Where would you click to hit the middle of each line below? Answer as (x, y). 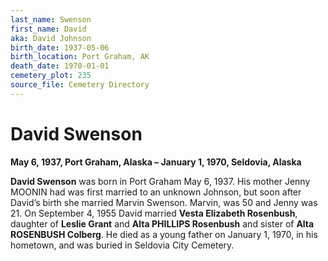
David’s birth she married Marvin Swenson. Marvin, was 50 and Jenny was (164, 202)
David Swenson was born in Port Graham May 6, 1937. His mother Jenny (160, 181)
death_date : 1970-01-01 (60, 66)
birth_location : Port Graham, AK (80, 57)
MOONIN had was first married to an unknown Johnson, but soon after (156, 192)
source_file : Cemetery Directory (80, 85)
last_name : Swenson (51, 19)
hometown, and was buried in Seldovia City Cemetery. (122, 245)
